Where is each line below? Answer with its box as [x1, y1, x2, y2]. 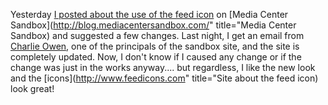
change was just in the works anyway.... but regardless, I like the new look [10, 62, 316, 73]
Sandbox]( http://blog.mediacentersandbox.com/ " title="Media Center [10, 19, 297, 31]
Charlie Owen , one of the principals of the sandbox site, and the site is [10, 40, 300, 52]
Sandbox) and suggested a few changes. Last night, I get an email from [10, 30, 305, 41]
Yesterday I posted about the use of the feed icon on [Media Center [10, 9, 289, 20]
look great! [10, 83, 55, 94]
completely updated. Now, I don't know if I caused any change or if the [10, 51, 302, 63]
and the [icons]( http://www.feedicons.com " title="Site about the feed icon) [10, 72, 319, 84]
